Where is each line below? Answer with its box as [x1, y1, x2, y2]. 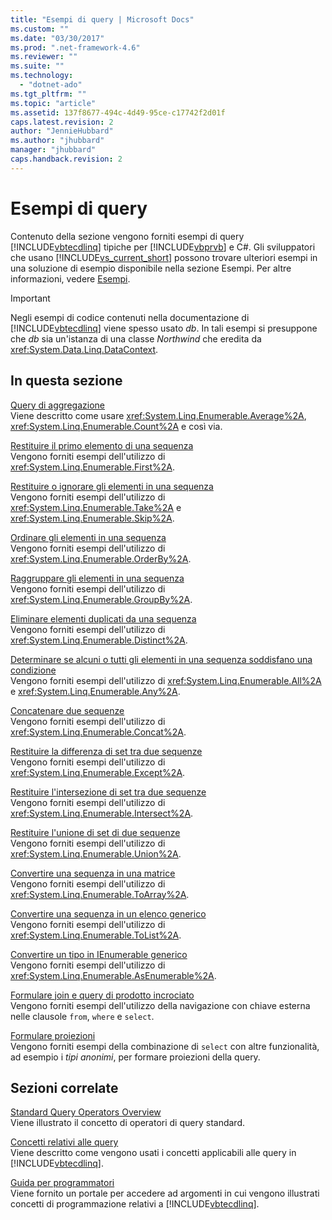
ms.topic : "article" [10, 98, 97, 108]
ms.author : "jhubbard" [10, 136, 105, 146]
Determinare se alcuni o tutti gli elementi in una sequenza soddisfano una [10, 653, 313, 665]
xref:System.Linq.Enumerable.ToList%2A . [10, 929, 182, 941]
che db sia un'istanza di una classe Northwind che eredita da [10, 332, 262, 345]
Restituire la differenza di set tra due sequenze [10, 745, 203, 757]
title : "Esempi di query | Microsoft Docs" [10, 14, 195, 25]
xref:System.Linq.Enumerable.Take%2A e [10, 501, 182, 513]
